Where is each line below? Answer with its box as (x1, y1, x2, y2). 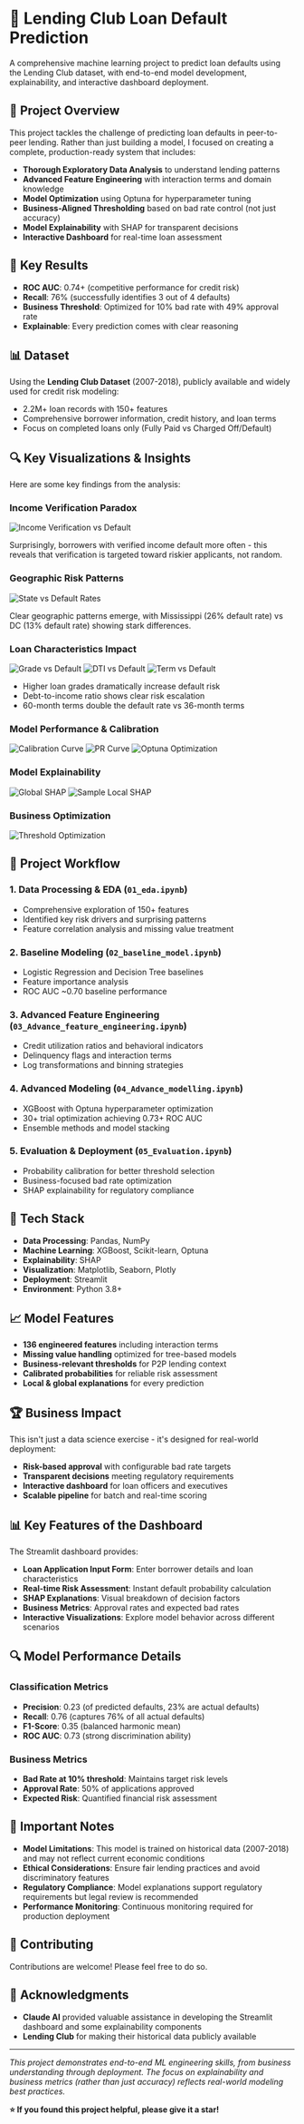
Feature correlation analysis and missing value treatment (22, 923, 234, 934)
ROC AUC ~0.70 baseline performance (22, 985, 167, 996)
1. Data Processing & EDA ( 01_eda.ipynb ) (9, 884, 188, 896)
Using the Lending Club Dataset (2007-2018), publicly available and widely (9, 377, 291, 387)
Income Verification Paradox (9, 502, 138, 514)
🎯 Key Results (9, 258, 89, 273)
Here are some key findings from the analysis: (9, 479, 181, 490)
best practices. (9, 2086, 66, 2097)
